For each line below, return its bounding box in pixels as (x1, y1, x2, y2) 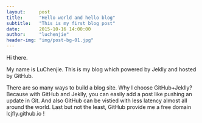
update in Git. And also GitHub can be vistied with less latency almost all (6, 97, 187, 104)
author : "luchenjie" (6, 32, 69, 38)
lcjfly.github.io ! (6, 110, 45, 117)
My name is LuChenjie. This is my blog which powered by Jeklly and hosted (6, 66, 197, 73)
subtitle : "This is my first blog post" (6, 20, 116, 26)
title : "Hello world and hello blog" (6, 15, 116, 21)
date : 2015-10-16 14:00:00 (6, 26, 91, 32)
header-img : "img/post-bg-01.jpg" (6, 37, 94, 43)
